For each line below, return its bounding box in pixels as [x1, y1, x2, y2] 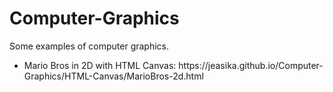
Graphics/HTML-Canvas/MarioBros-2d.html [23, 70, 204, 82]
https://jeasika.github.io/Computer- [178, 59, 324, 71]
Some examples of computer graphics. [9, 40, 170, 52]
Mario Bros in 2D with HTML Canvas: [23, 59, 177, 71]
